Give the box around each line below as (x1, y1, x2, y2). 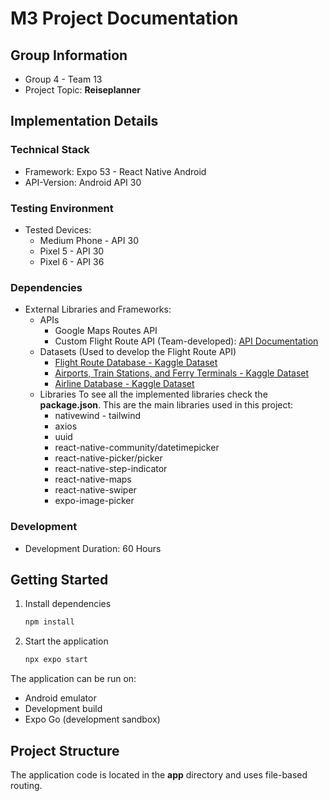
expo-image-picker (54, 495, 135, 507)
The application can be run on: (10, 673, 137, 685)
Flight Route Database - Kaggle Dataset (54, 357, 218, 369)
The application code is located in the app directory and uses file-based (10, 768, 308, 781)
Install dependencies (24, 598, 112, 610)
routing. (10, 779, 43, 791)
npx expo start (24, 655, 89, 665)
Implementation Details (10, 113, 159, 130)
